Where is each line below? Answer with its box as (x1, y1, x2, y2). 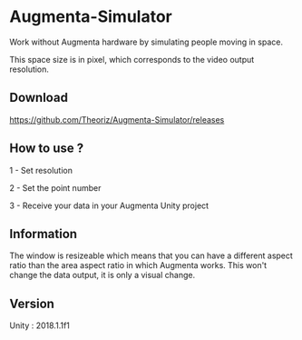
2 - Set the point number (9, 182, 102, 193)
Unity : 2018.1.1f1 (9, 320, 71, 331)
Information (9, 225, 78, 242)
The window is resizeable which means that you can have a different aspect (9, 250, 293, 261)
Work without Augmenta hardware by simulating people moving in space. (9, 36, 284, 47)
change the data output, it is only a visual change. (9, 270, 196, 281)
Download (9, 90, 68, 105)
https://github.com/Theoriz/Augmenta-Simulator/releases (9, 114, 225, 125)
